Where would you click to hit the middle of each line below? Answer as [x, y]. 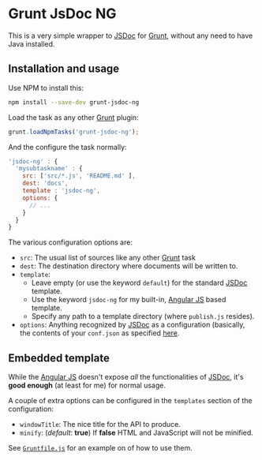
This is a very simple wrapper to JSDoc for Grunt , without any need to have [131, 36]
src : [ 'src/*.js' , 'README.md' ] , [79, 176]
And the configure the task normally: [68, 147]
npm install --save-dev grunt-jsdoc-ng [74, 102]
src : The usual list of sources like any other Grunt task [107, 258]
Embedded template [59, 358]
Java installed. [32, 43]
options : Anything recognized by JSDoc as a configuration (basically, [132, 325]
